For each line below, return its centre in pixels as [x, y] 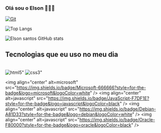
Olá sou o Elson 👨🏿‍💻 [30, 8]
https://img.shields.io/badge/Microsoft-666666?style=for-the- [82, 87]
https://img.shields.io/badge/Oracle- [117, 119]
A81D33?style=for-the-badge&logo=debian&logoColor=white [69, 114]
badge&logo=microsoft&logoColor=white [48, 93]
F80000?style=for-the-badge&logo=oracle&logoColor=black [68, 125]
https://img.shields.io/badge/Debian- [117, 109]
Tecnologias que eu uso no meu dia [62, 54]
